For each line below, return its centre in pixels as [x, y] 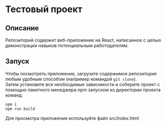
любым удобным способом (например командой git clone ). [71, 79]
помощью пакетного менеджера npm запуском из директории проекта [83, 90]
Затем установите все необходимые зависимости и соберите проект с [82, 84]
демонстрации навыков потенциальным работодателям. [67, 46]
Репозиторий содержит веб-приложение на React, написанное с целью [83, 40]
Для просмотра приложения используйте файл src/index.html [72, 118]
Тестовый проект [44, 9]
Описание [22, 28]
